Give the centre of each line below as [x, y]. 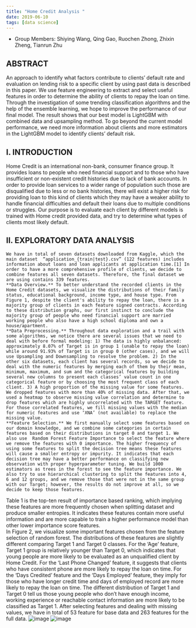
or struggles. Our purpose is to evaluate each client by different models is [94, 210]
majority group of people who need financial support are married [89, 315]
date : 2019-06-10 [27, 17]
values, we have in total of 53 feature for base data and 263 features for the [97, 612]
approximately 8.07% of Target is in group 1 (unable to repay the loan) [98, 346]
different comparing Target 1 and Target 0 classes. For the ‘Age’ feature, [93, 544]
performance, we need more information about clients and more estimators [97, 128]
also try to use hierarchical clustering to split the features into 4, [97, 474]
